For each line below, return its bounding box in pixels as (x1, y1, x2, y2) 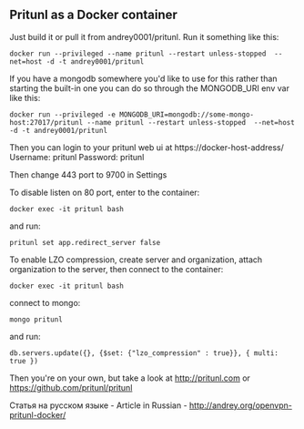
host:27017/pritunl (9, 117, 84, 127)
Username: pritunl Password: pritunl (9, 151, 145, 162)
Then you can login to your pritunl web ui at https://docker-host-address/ (9, 141, 285, 153)
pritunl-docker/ (9, 409, 66, 420)
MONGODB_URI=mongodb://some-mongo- (119, 109, 255, 119)
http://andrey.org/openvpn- (189, 400, 293, 411)
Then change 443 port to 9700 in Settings (9, 169, 167, 180)
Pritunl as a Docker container (9, 7, 177, 23)
